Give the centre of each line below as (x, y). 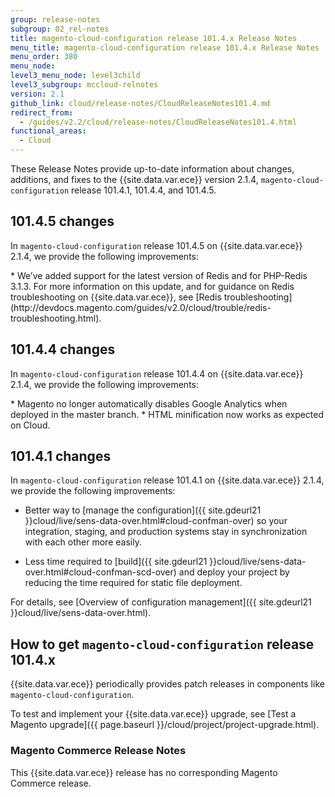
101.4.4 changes (63, 349)
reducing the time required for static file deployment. (133, 583)
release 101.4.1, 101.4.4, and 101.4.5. (144, 190)
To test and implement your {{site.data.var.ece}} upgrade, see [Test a (153, 714)
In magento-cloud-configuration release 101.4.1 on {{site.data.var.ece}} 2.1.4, (167, 480)
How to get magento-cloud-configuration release (162, 644)
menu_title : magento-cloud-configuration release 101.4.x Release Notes (165, 47)
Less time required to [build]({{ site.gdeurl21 (116, 562)
